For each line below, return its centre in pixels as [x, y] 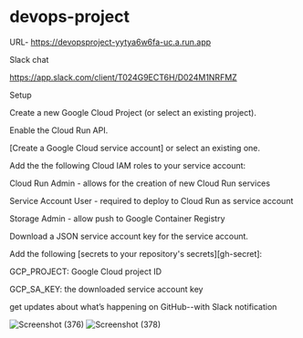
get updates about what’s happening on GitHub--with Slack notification [143, 306]
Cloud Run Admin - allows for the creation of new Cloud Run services [140, 183]
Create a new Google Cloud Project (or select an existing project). [133, 112]
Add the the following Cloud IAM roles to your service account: [128, 165]
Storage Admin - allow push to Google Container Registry [117, 218]
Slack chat [29, 59]
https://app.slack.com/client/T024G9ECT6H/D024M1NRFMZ [123, 77]
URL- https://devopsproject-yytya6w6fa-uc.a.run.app [110, 42]
